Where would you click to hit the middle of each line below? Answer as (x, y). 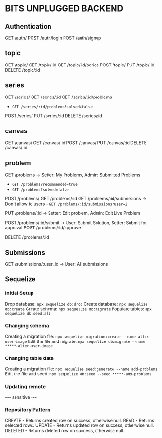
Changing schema (27, 325)
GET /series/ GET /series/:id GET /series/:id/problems (59, 97)
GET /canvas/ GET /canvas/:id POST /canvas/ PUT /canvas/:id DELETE (76, 143)
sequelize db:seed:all (28, 313)
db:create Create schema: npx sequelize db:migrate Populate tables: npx (78, 309)
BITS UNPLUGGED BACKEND (64, 8)
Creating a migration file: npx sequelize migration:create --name (70, 336)
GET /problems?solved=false (40, 190)
